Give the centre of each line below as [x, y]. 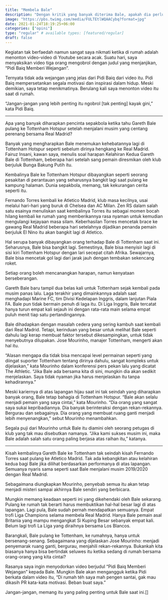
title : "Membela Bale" [29, 10]
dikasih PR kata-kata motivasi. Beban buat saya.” [55, 582]
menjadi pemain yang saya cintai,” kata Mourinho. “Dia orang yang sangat [81, 402]
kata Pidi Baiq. [20, 109]
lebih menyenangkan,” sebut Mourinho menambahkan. [61, 418]
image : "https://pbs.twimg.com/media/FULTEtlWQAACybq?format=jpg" [76, 19]
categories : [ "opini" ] [29, 29]
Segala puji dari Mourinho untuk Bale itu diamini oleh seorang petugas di [80, 428]
